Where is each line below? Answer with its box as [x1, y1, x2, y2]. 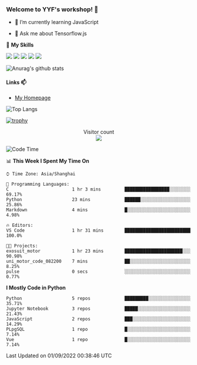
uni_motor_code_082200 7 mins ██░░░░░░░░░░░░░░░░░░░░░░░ [6, 258, 191, 264]
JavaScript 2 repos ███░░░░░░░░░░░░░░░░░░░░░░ [6, 316, 191, 322]
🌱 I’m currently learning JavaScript [14, 19, 99, 26]
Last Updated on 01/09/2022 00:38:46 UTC [6, 352, 112, 359]
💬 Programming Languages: [6, 181, 69, 187]
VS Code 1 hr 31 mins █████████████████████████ [6, 227, 191, 233]
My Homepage [14, 94, 51, 101]
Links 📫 [6, 79, 26, 86]
